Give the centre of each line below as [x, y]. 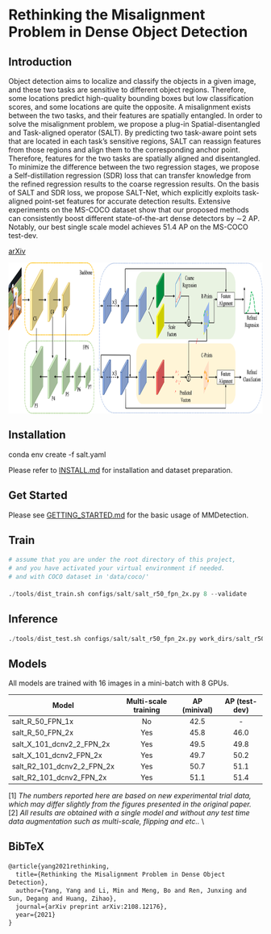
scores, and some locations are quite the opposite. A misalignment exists [130, 107]
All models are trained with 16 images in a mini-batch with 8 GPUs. [119, 683]
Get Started [38, 495]
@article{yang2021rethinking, [59, 866]
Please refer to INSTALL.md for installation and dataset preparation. [121, 470]
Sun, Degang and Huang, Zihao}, [63, 898]
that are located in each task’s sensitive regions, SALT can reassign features [135, 141]
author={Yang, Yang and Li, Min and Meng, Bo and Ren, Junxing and [131, 890]
